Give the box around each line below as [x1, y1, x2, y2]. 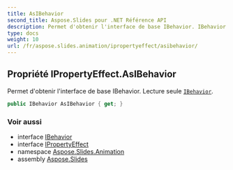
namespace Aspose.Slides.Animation [17, 147, 125, 155]
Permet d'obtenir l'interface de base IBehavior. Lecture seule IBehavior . [7, 86, 214, 95]
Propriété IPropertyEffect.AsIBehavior [7, 68, 176, 80]
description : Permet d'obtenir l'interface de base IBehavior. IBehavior [7, 23, 227, 30]
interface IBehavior [17, 132, 73, 141]
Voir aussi [7, 116, 42, 126]
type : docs [7, 29, 39, 37]
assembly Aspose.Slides [17, 155, 89, 163]
